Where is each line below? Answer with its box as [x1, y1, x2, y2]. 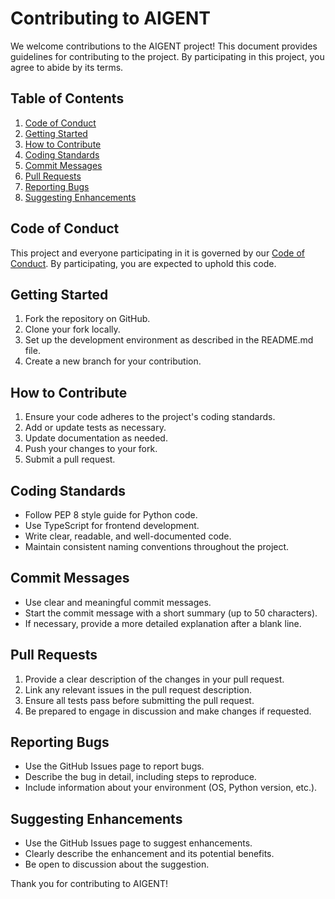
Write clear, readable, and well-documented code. [24, 530, 232, 542]
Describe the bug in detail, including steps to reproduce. [24, 771, 257, 783]
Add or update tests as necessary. [24, 422, 167, 434]
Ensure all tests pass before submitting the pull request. [24, 694, 255, 706]
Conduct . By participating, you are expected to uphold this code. [10, 257, 277, 269]
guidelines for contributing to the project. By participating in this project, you [10, 50, 325, 62]
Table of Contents [10, 90, 125, 107]
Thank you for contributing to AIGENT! [10, 878, 168, 890]
